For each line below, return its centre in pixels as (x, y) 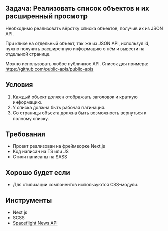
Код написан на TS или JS (40, 151)
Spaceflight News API (35, 223)
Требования (25, 134)
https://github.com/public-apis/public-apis (49, 69)
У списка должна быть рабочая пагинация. (59, 107)
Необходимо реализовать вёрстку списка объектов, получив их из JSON (84, 28)
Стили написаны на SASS (40, 157)
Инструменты (29, 200)
